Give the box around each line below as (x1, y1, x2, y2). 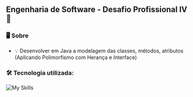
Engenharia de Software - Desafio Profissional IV (6, 5, 188, 15)
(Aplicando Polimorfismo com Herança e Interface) (14, 54, 137, 61)
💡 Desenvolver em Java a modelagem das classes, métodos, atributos (14, 47, 184, 54)
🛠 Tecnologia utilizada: (6, 68, 74, 77)
